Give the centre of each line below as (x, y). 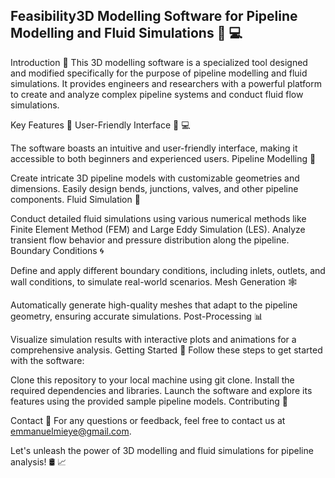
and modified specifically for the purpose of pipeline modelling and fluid (159, 73)
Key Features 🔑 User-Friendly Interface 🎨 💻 (100, 125)
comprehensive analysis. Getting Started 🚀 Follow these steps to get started (166, 350)
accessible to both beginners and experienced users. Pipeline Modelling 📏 (163, 158)
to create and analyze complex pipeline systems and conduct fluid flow (157, 94)
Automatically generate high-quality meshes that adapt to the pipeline (154, 305)
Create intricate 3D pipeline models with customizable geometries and (155, 178)
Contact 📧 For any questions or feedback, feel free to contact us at (148, 420)
